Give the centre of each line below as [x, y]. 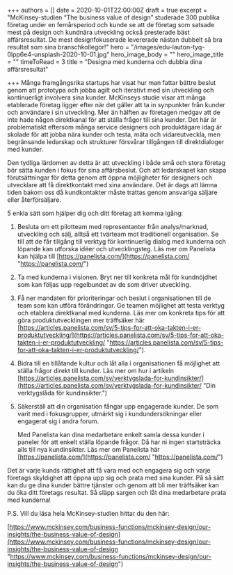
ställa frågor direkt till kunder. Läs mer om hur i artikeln [96, 371]
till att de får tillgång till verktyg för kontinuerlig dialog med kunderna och [121, 242]
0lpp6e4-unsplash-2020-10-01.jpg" [58, 54]
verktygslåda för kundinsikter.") [62, 393]
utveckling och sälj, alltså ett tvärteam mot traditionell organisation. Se [118, 234]
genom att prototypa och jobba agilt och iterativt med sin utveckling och [111, 90]
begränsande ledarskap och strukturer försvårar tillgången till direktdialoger [116, 142]
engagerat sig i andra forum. [58, 421]
